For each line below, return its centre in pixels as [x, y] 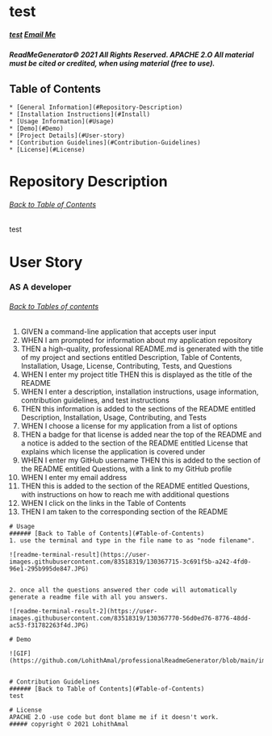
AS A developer [40, 287]
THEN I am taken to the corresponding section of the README [124, 512]
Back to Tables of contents [54, 307]
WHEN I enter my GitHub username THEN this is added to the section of [140, 460]
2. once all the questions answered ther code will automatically [123, 590]
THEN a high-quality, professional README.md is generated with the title [142, 349]
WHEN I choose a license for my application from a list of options [129, 425]
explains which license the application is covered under [113, 451]
